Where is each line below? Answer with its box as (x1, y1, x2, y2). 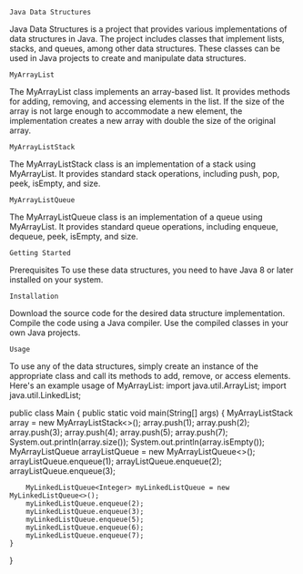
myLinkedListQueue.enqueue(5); (25, 515, 145, 524)
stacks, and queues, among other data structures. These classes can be (9, 43, 280, 54)
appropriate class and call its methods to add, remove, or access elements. (9, 371, 291, 381)
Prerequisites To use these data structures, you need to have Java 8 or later (9, 264, 294, 275)
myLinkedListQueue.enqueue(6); (25, 523, 145, 532)
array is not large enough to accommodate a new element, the (9, 106, 243, 117)
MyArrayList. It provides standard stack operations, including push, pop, (9, 169, 280, 179)
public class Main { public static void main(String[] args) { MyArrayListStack (9, 407, 294, 418)
